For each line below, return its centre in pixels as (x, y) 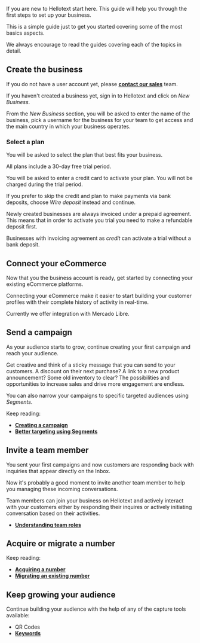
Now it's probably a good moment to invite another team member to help (96, 482)
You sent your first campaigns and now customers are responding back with (100, 464)
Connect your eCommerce (56, 263)
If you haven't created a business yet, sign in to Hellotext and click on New (98, 96)
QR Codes (27, 627)
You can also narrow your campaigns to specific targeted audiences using (98, 395)
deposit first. (22, 227)
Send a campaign (39, 332)
